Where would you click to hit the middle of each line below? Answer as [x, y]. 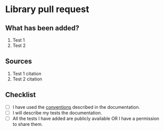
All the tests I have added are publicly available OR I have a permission [86, 118]
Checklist [21, 95]
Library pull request [47, 9]
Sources [19, 61]
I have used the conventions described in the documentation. [76, 107]
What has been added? [42, 28]
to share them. [28, 124]
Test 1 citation [27, 73]
